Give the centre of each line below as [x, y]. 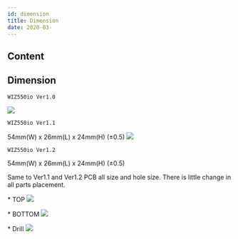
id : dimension [29, 14]
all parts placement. [36, 184]
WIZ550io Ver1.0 [31, 97]
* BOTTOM [24, 214]
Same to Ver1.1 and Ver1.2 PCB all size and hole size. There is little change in [119, 177]
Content [26, 56]
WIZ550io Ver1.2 [31, 150]
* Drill [16, 228]
